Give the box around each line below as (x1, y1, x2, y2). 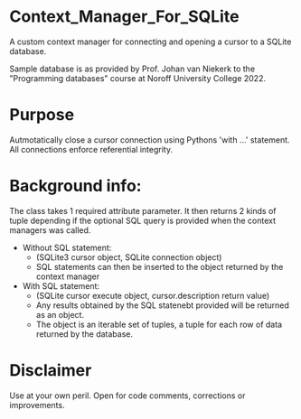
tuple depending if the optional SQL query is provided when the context (9, 215, 276, 226)
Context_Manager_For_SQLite (9, 6, 240, 27)
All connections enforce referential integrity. (9, 144, 174, 154)
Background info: (9, 176, 142, 196)
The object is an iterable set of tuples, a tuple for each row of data (35, 319, 283, 330)
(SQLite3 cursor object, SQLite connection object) (35, 251, 222, 263)
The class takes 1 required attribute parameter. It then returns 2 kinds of (9, 205, 277, 216)
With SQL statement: (22, 280, 100, 291)
